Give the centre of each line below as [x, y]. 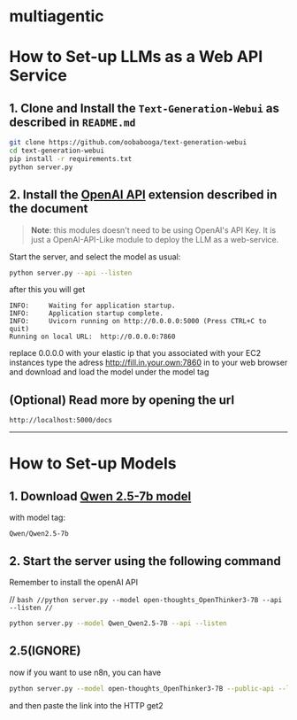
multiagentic [57, 16]
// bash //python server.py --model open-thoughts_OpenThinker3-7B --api [146, 599]
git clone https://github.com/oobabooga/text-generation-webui [128, 143]
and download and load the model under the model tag [109, 372]
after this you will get [47, 290]
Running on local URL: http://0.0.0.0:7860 [92, 337]
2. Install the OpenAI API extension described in [143, 195]
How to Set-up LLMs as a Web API [136, 57]
